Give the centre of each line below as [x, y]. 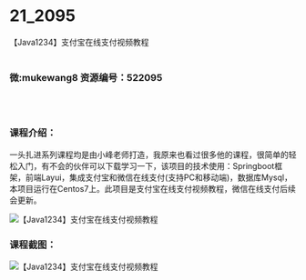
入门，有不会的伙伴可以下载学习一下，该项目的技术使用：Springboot [146, 165]
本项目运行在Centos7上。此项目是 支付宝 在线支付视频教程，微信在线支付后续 [153, 188]
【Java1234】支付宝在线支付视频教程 [79, 42]
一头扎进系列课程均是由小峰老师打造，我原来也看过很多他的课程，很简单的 [149, 155]
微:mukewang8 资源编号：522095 [86, 77]
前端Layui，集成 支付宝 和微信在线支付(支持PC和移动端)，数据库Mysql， [159, 177]
